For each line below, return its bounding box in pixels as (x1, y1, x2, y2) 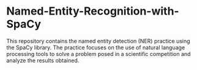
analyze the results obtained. (6, 57, 80, 64)
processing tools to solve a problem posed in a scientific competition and (6, 50, 191, 57)
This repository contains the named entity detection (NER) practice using (6, 37, 191, 44)
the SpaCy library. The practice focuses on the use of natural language (6, 44, 185, 51)
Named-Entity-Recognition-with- (6, 4, 179, 18)
